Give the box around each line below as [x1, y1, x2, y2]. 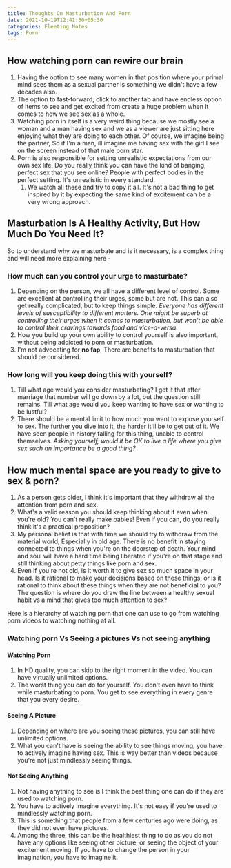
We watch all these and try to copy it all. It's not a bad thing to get [27, 183, 214, 192]
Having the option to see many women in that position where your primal [17, 73, 224, 81]
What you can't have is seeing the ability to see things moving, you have [17, 741, 223, 749]
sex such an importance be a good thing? [17, 444, 136, 452]
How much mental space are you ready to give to [7, 464, 221, 476]
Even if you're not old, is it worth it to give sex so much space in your [17, 567, 214, 575]
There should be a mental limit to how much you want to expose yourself [17, 415, 224, 423]
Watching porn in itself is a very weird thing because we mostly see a [17, 117, 214, 125]
